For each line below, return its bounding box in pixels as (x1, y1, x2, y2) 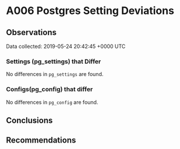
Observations (6, 27, 57, 37)
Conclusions (6, 115, 53, 125)
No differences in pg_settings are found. (6, 71, 104, 78)
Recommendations (6, 136, 76, 145)
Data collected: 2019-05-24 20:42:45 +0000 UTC (6, 43, 126, 50)
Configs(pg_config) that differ (6, 85, 93, 93)
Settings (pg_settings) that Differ (6, 57, 101, 65)
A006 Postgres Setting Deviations (6, 4, 175, 18)
